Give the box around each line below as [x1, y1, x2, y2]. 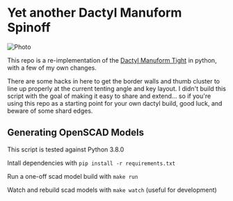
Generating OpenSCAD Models [7, 127, 145, 138]
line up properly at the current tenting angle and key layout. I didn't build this [7, 84, 226, 93]
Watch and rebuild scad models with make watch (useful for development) [7, 186, 217, 194]
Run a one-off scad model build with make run [7, 172, 138, 180]
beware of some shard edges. [7, 106, 93, 115]
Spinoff [7, 19, 51, 35]
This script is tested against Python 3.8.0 [7, 145, 124, 154]
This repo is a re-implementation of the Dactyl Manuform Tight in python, [7, 56, 217, 64]
